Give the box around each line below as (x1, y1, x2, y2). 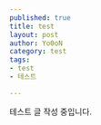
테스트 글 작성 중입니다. (9, 106, 93, 117)
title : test (9, 22, 55, 31)
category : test (9, 47, 67, 56)
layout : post (9, 30, 59, 39)
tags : (9, 55, 30, 64)
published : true (9, 13, 71, 23)
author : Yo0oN (9, 38, 64, 48)
